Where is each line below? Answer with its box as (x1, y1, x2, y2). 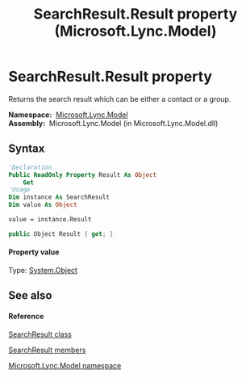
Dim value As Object (8, 201, 78, 209)
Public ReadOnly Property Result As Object (8, 170, 157, 178)
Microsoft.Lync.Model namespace (8, 360, 122, 370)
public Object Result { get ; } (8, 229, 114, 238)
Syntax (8, 142, 45, 156)
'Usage (8, 186, 31, 194)
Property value (8, 247, 60, 257)
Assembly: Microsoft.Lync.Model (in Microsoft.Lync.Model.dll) (8, 118, 219, 128)
